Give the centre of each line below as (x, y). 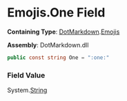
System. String (27, 90)
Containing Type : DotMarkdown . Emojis (63, 32)
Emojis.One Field (56, 13)
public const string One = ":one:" (58, 57)
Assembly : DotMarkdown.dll (48, 45)
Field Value (26, 75)
